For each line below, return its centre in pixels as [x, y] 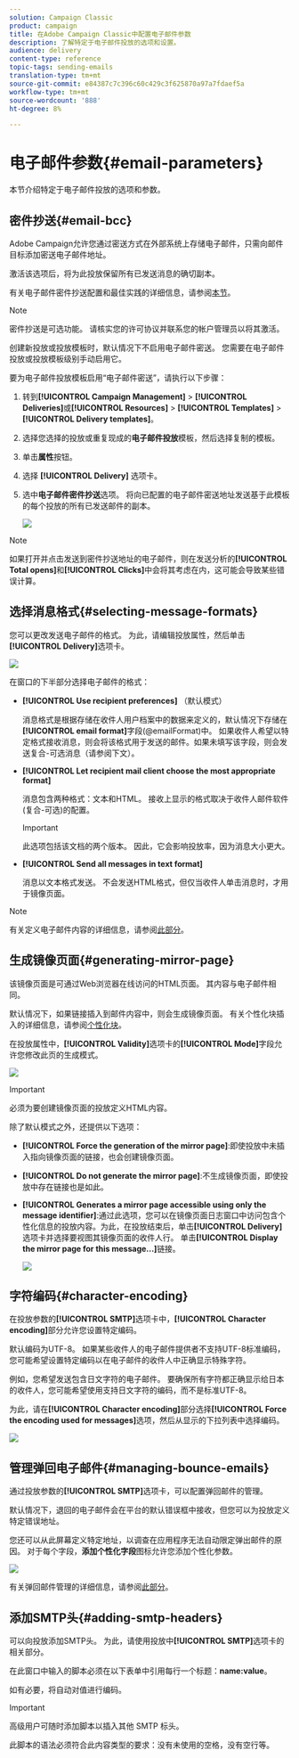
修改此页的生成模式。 [64, 1055]
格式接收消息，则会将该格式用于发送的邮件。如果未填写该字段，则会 [155, 741]
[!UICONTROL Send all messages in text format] [112, 863]
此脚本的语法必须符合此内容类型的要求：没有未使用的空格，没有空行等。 [141, 1745]
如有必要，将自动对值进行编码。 [68, 1690]
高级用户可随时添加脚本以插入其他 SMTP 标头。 [97, 1726]
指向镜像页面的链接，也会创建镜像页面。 [104, 1157]
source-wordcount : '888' [55, 100]
